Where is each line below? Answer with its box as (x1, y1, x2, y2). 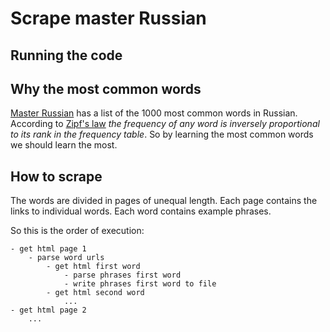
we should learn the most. (10, 139, 118, 151)
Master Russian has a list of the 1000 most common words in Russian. (10, 107, 298, 119)
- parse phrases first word (63, 270, 182, 281)
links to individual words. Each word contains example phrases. (10, 205, 272, 217)
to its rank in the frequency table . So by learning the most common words (10, 128, 314, 141)
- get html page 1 (10, 244, 87, 254)
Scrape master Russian (10, 7, 207, 30)
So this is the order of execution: (10, 225, 145, 237)
